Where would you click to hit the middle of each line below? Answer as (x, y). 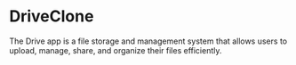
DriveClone (52, 16)
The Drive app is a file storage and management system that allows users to (148, 41)
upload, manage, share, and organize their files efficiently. (116, 50)
